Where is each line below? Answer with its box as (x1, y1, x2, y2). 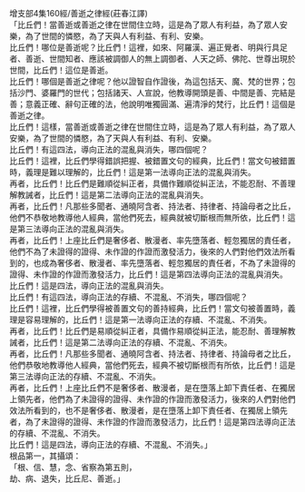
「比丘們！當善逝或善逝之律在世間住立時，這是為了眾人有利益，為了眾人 (9, 19, 280, 30)
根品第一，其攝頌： (9, 450, 82, 461)
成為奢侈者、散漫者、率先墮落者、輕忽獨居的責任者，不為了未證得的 (40, 258, 296, 268)
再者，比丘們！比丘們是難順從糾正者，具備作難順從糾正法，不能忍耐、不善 (9, 178, 288, 189)
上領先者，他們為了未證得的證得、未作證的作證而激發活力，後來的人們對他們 (9, 394, 296, 404)
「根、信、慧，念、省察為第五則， (9, 462, 137, 472)
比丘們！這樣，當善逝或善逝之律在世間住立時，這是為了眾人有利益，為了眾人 (9, 122, 296, 132)
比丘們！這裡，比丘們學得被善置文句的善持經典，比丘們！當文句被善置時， (9, 303, 288, 313)
